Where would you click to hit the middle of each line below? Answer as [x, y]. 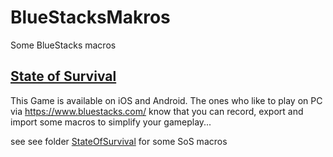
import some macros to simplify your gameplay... [111, 122]
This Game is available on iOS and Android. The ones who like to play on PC [166, 100]
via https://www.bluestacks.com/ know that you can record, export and [157, 111]
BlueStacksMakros [90, 17]
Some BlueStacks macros [63, 45]
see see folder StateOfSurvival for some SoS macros [119, 141]
